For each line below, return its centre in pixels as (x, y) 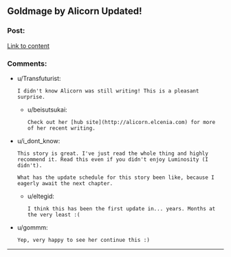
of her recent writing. (62, 128)
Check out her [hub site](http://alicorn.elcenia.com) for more (121, 122)
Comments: (27, 63)
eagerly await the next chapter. (65, 183)
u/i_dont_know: (38, 140)
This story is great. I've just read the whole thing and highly (112, 154)
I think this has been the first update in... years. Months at (121, 208)
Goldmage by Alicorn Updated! (75, 11)
